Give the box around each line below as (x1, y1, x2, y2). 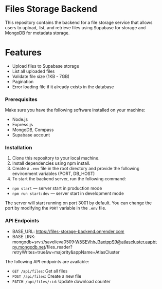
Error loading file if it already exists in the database (12, 84, 114, 90)
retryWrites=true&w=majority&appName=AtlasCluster (12, 249, 120, 255)
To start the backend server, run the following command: (12, 176, 126, 182)
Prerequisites (5, 96, 37, 103)
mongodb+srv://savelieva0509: (12, 239, 75, 245)
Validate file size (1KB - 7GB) (12, 73, 70, 79)
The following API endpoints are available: (5, 258, 89, 264)
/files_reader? (45, 244, 73, 250)
